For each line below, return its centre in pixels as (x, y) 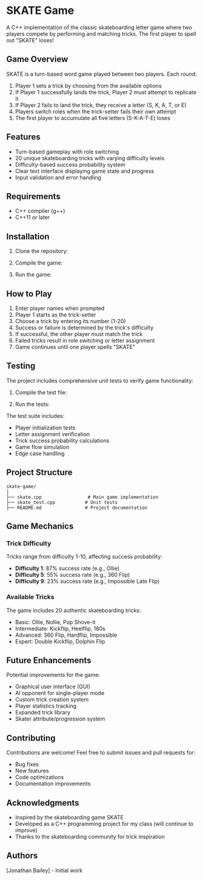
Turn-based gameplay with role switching (67, 152)
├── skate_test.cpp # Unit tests (62, 502)
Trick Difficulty (29, 543)
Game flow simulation (42, 447)
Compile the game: (38, 263)
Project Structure (39, 473)
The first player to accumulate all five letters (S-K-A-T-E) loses (93, 118)
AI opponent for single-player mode (60, 693)
